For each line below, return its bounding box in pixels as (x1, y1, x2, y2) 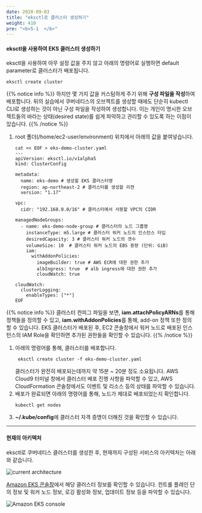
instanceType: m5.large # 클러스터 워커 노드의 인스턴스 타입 (26, 230, 167, 236)
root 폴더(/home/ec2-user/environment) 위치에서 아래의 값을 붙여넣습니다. (14, 133, 194, 140)
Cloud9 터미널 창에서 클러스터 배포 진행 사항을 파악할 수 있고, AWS (14, 375, 173, 382)
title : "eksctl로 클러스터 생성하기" (6, 14, 90, 20)
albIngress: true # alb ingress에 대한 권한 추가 (37, 266, 158, 272)
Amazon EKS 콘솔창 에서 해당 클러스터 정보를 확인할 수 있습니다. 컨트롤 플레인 (6, 480, 189, 488)
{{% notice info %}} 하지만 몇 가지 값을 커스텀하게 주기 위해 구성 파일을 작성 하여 (6, 90, 195, 98)
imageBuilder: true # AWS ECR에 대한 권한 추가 (37, 260, 149, 266)
